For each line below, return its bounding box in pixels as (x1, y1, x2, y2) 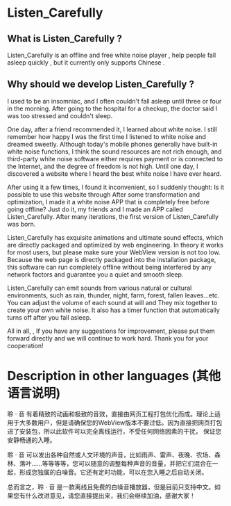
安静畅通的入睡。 (7, 436, 56, 444)
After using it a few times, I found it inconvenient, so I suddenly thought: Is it (7, 183, 224, 191)
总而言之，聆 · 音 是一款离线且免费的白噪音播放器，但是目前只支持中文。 (7, 482, 215, 491)
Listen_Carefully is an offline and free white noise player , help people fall (7, 51, 216, 59)
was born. (7, 220, 36, 228)
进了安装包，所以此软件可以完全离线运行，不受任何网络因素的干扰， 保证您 (7, 427, 222, 435)
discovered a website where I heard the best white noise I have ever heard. (7, 169, 222, 178)
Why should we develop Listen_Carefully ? (7, 79, 194, 90)
